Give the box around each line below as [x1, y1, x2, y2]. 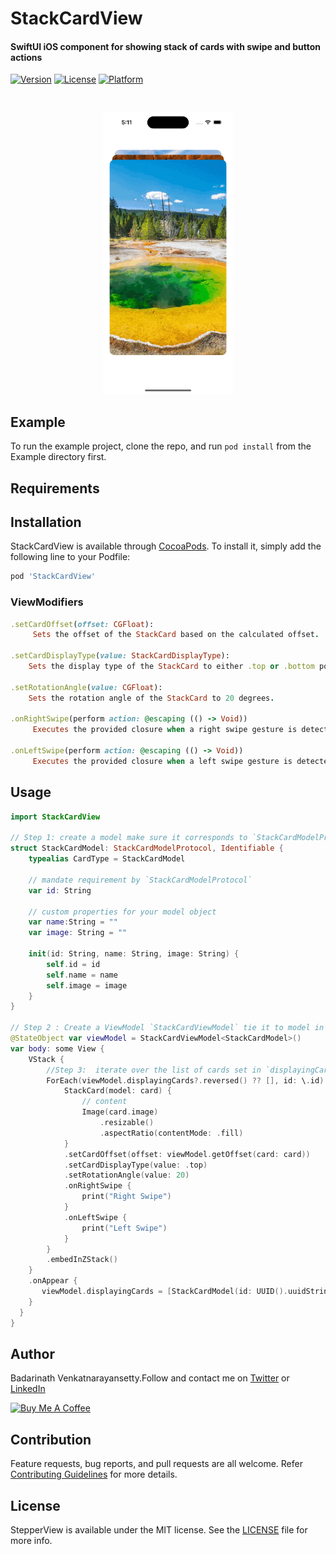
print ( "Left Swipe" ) [81, 1223, 168, 1233]
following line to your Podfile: [10, 551, 131, 563]
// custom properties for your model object [28, 907, 217, 917]
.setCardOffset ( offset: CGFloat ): [10, 619, 155, 629]
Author [10, 1345, 55, 1362]
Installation [10, 513, 82, 531]
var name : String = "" [28, 917, 118, 927]
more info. [10, 1534, 53, 1546]
